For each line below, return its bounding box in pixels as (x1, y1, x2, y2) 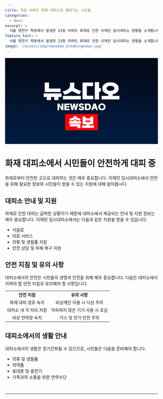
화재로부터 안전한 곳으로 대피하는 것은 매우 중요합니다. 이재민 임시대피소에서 (5, 175, 149, 181)
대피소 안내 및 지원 (5, 197, 57, 205)
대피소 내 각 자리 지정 (7, 307, 47, 313)
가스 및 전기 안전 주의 (59, 315, 99, 321)
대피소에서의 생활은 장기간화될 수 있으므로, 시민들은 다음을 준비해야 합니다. (5, 346, 147, 351)
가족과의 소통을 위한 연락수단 (12, 374, 67, 380)
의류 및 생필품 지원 (12, 239, 48, 245)
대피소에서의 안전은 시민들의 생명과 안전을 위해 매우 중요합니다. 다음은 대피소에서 (5, 275, 158, 280)
